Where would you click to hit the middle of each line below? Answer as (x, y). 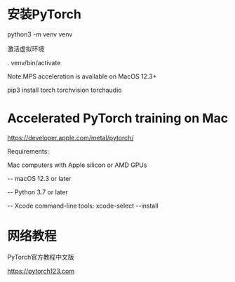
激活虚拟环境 (26, 48)
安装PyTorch (45, 14)
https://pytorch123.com (41, 271)
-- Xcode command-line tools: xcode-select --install (83, 206)
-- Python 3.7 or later (38, 192)
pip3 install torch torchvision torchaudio (65, 90)
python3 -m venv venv (40, 34)
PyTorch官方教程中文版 (41, 257)
